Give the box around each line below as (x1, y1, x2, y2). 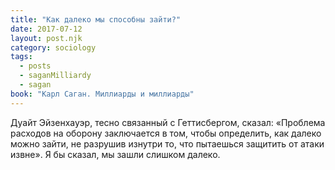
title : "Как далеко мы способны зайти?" (10, 14, 182, 25)
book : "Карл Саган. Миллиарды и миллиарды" (10, 89, 195, 99)
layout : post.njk (10, 33, 83, 43)
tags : (10, 52, 33, 62)
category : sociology (10, 42, 97, 53)
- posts (19, 61, 52, 71)
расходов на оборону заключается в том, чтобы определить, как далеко (10, 127, 322, 139)
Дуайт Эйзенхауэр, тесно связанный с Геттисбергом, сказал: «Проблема (10, 116, 326, 128)
